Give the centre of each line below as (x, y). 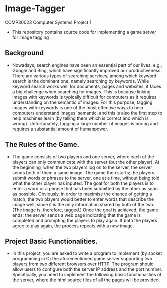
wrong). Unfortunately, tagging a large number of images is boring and (85, 123)
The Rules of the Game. (42, 145)
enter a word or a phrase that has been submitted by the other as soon (85, 188)
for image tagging (31, 37)
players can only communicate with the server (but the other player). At (86, 162)
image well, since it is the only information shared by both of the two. (83, 204)
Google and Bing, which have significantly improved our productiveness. (87, 70)
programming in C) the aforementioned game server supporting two (82, 259)
